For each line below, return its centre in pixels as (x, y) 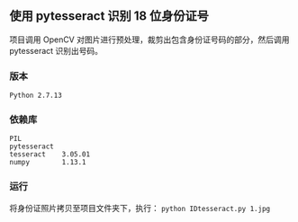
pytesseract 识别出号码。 (56, 50)
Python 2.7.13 (36, 96)
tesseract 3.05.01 (50, 155)
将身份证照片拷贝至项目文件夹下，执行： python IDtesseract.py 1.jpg (140, 208)
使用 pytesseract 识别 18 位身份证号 (109, 16)
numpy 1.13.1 (48, 163)
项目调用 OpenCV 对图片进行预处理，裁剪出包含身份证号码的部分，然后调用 (149, 40)
